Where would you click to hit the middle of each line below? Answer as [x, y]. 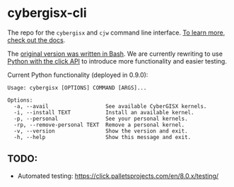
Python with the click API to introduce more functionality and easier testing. [117, 61]
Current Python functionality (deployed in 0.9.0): [78, 75]
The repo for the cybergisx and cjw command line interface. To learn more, [116, 32]
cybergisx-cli [47, 13]
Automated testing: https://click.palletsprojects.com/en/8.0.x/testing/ [118, 176]
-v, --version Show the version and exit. [101, 131]
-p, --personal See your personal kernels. [101, 119]
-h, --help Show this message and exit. [103, 137]
